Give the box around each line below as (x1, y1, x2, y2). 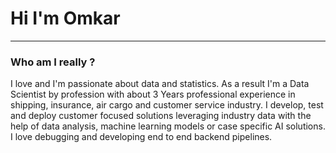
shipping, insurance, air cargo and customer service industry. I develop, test (10, 99, 324, 111)
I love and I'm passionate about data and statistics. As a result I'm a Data (10, 78, 310, 90)
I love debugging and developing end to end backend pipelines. (10, 131, 273, 143)
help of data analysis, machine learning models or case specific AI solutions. (10, 120, 326, 132)
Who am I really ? (10, 55, 96, 69)
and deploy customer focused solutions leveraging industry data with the (10, 110, 312, 122)
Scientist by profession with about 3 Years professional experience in (10, 88, 296, 101)
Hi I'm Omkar (10, 7, 121, 30)
